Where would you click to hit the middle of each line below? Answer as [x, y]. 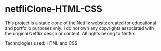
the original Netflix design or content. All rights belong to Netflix [70, 33]
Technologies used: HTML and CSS [41, 43]
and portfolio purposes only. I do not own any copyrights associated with [80, 28]
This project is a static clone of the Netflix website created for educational [80, 23]
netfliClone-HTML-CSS [54, 9]
